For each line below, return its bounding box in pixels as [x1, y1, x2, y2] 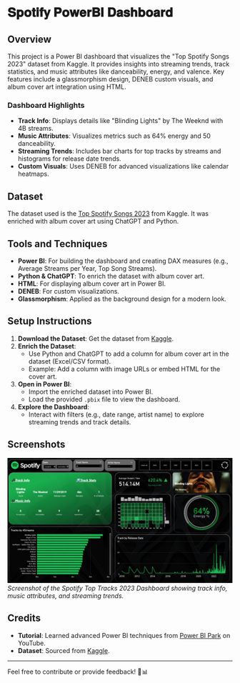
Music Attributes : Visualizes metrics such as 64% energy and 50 [17, 131, 211, 140]
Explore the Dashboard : [17, 402, 89, 411]
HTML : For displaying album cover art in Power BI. [17, 279, 166, 288]
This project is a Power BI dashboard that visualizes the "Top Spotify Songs [7, 52, 230, 61]
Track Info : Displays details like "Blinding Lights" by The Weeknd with [17, 116, 224, 125]
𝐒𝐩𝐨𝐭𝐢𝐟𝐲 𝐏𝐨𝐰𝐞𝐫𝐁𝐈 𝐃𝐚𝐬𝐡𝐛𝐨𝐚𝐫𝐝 [7, 4, 174, 21]
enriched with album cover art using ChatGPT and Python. [7, 217, 179, 226]
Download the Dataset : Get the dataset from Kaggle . [17, 334, 174, 343]
